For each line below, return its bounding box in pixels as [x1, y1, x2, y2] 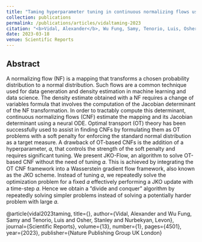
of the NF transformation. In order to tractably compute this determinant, [6, 106, 186, 114]
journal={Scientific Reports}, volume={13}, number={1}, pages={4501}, [6, 223, 182, 230]
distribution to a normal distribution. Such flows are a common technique [6, 81, 187, 88]
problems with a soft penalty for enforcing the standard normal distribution [6, 132, 191, 139]
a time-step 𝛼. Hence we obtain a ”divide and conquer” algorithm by [6, 184, 175, 192]
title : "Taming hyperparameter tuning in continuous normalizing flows [6, 8, 189, 15]
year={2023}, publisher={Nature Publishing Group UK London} [6, 229, 162, 236]
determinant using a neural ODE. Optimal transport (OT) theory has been [6, 119, 186, 127]
